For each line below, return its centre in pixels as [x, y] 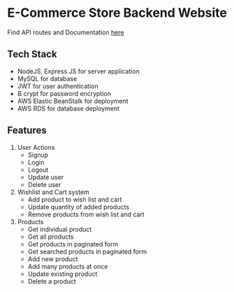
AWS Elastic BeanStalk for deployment [73, 101]
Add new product [53, 259]
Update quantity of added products [79, 207]
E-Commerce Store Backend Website [117, 13]
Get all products [51, 237]
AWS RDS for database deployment [68, 108]
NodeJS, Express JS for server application [78, 71]
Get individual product [60, 229]
